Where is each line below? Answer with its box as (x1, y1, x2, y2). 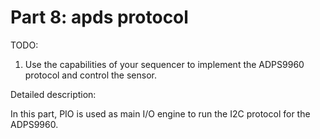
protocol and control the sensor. (24, 69, 158, 81)
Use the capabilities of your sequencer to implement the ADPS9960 (24, 58, 305, 70)
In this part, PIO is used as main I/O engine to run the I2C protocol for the (10, 107, 311, 120)
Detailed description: (10, 88, 97, 100)
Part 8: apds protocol (10, 6, 189, 29)
